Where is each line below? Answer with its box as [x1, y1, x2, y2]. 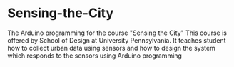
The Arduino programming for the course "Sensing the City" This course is [7, 29, 227, 37]
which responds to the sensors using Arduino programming [7, 51, 182, 60]
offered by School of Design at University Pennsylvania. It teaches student [7, 36, 226, 44]
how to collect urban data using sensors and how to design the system [7, 43, 215, 52]
